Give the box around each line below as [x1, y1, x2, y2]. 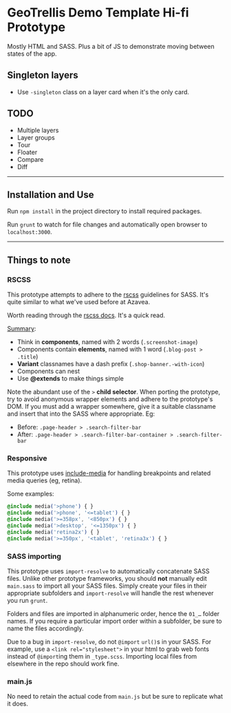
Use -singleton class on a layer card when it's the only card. [16, 87, 190, 96]
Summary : [7, 325, 36, 333]
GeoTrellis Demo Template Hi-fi [7, 5, 189, 21]
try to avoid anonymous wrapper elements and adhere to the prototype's [7, 395, 213, 403]
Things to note [7, 254, 71, 266]
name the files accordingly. [7, 624, 84, 632]
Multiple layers [16, 126, 59, 134]
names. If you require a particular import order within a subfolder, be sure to [7, 617, 222, 625]
